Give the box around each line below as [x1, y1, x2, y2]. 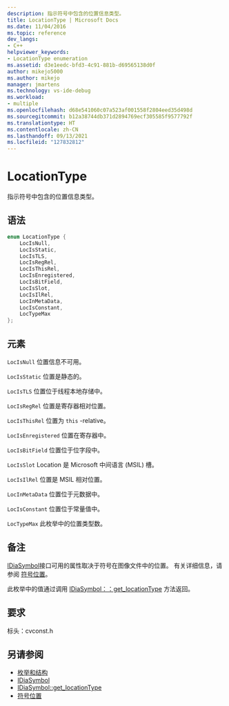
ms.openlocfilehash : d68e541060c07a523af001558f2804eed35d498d [7, 107, 193, 114]
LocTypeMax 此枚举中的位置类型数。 [7, 519, 107, 527]
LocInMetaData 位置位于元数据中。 [7, 489, 104, 498]
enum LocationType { [7, 233, 67, 240]
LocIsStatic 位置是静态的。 [7, 372, 86, 381]
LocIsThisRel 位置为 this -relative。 [7, 416, 110, 424]
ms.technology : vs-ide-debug [7, 87, 91, 94]
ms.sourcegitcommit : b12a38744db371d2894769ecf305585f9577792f [7, 113, 193, 120]
